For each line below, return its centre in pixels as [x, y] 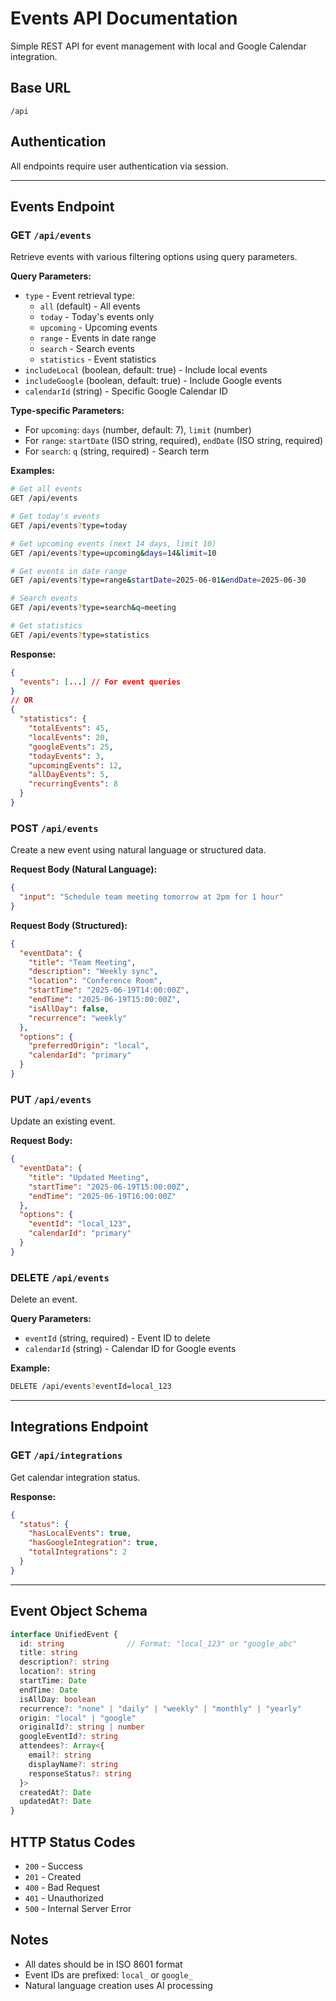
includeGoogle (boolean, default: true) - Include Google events [153, 381]
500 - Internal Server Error [78, 1908]
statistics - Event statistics [98, 359]
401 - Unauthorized [64, 1898]
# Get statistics [46, 626]
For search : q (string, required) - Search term [117, 451]
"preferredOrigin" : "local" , [89, 1046]
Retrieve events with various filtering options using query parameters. [154, 257]
